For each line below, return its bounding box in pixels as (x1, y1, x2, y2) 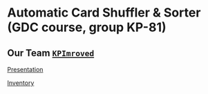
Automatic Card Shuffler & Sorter (7, 5, 201, 21)
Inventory (7, 79, 35, 87)
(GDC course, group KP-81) (7, 19, 167, 35)
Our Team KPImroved (7, 47, 95, 59)
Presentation (7, 66, 44, 73)
